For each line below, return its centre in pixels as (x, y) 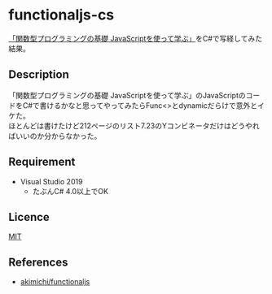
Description (39, 75)
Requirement (42, 162)
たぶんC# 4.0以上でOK (70, 191)
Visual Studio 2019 (51, 181)
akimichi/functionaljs (55, 282)
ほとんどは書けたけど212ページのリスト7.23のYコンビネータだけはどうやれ (134, 125)
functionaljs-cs (61, 15)
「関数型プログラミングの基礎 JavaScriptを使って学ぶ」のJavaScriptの (127, 95)
